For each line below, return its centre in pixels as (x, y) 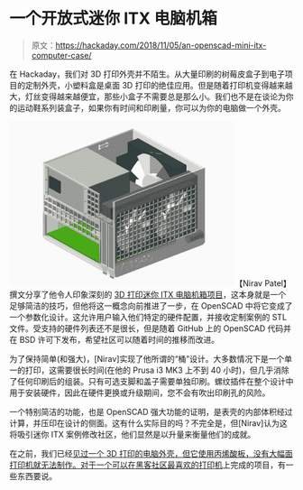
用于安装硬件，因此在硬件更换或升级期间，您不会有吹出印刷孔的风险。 (140, 393)
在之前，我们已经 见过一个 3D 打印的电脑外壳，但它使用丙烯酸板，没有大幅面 (151, 453)
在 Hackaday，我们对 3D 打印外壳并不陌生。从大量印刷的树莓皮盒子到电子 (147, 74)
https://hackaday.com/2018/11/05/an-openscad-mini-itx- (161, 45)
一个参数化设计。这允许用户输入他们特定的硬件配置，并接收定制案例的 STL (148, 317)
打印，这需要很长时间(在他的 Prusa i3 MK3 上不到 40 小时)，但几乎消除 (157, 370)
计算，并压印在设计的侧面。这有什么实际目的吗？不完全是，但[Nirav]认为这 (148, 423)
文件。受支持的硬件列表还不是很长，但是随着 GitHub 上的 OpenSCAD (138, 328)
